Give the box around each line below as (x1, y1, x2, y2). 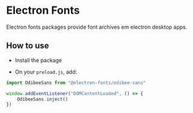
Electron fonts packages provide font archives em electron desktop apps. (6, 23, 188, 30)
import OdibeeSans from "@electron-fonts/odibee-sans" (6, 80, 146, 85)
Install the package (14, 56, 62, 63)
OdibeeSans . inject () (17, 96, 68, 102)
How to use (6, 41, 49, 51)
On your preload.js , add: (14, 68, 77, 75)
